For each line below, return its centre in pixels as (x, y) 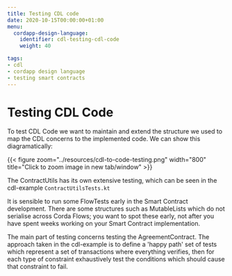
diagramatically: (30, 146)
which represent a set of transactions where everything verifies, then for (111, 252)
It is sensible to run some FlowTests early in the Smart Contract (98, 202)
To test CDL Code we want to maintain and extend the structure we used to (115, 131)
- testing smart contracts (46, 78)
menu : (15, 26)
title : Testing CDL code (43, 14)
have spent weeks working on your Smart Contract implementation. (104, 224)
